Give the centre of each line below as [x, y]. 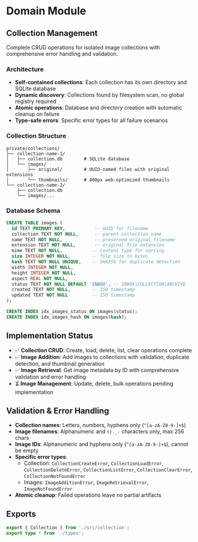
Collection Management [52, 33]
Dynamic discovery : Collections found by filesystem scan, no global [99, 95]
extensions [20, 175]
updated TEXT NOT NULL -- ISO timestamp [73, 295]
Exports [21, 514]
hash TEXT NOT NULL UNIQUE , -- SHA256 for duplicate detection [96, 262]
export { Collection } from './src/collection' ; [68, 528]
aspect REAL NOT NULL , [40, 278]
